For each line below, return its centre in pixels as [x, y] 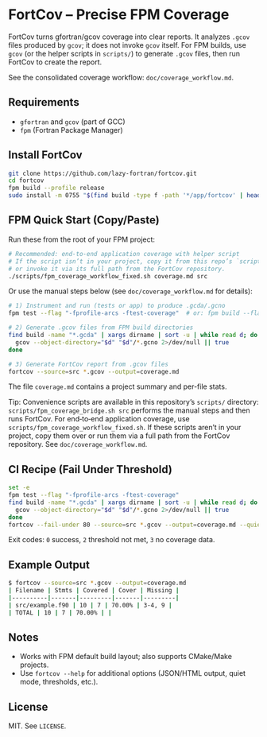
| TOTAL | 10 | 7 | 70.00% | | [60, 613]
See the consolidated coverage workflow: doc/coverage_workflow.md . [121, 77]
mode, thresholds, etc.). [59, 682]
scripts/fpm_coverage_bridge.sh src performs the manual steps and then [129, 410]
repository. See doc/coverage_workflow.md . [78, 444]
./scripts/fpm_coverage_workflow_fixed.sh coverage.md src [108, 276]
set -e [19, 488]
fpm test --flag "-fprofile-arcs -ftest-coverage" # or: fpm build [124, 313]
